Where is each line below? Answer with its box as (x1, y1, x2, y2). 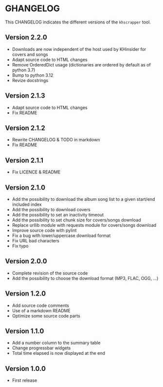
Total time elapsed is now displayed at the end (12, 350, 106, 356)
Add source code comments (12, 302, 69, 308)
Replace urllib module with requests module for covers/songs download (12, 222, 157, 228)
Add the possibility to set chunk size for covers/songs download (12, 217, 141, 223)
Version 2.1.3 (5, 91, 45, 100)
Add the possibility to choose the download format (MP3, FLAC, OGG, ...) (12, 275, 159, 281)
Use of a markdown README (12, 307, 71, 313)
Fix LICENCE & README (12, 169, 61, 175)
